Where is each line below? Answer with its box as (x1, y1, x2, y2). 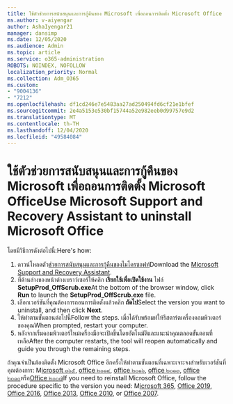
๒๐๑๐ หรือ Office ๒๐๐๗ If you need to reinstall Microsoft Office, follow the (7, 374, 207, 382)
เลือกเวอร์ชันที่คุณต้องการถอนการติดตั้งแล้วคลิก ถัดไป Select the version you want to (17, 298, 225, 306)
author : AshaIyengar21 (7, 23, 73, 30)
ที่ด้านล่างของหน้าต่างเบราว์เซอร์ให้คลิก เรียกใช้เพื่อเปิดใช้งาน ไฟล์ (17, 276, 164, 284)
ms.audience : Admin (7, 42, 64, 49)
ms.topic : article (7, 49, 61, 56)
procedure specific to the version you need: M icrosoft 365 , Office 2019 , (7, 382, 212, 390)
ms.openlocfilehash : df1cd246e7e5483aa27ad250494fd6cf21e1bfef (7, 101, 195, 108)
